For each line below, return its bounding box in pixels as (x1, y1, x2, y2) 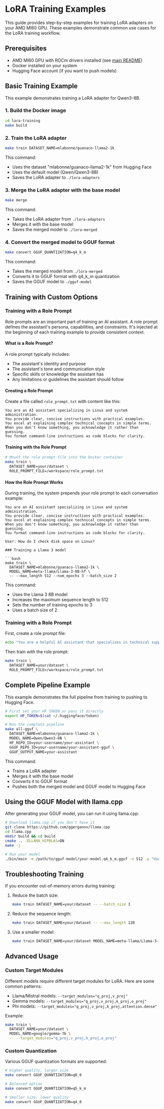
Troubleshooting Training (5, 870, 84, 878)
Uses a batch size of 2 (12, 607, 58, 613)
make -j (5, 843, 21, 848)
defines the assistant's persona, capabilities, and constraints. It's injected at (5, 324, 158, 329)
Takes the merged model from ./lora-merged (12, 268, 102, 274)
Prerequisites (5, 44, 47, 52)
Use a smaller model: (12, 929, 55, 935)
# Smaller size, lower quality (5, 1095, 69, 1100)
